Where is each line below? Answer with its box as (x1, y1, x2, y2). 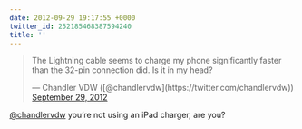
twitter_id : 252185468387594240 (9, 22, 132, 31)
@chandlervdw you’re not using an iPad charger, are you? (9, 110, 226, 121)
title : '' (9, 30, 47, 39)
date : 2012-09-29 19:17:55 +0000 (9, 13, 136, 23)
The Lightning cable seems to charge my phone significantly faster (31, 55, 282, 66)
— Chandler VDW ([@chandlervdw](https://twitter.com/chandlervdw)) (31, 83, 295, 94)
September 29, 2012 (31, 92, 108, 103)
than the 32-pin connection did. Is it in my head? (31, 64, 213, 75)
